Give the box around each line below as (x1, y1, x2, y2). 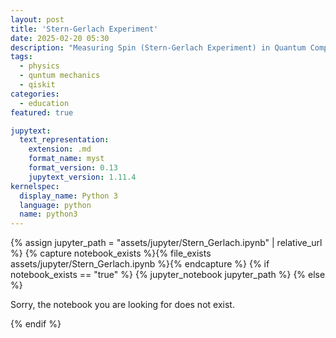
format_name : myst (28, 154, 105, 164)
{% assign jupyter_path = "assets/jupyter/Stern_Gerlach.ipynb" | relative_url (10, 237, 323, 249)
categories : (10, 89, 60, 99)
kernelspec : (10, 181, 60, 191)
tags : (10, 52, 33, 62)
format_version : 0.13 (28, 163, 118, 173)
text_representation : (19, 135, 110, 145)
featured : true (10, 107, 74, 118)
